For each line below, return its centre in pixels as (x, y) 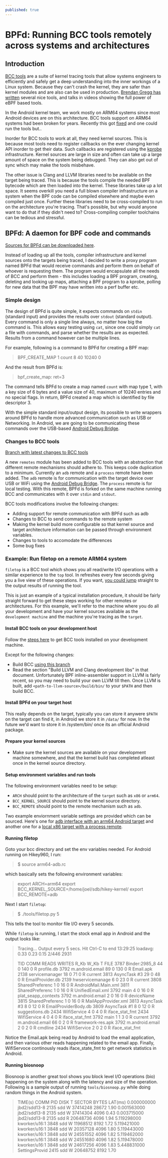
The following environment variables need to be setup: (61, 786)
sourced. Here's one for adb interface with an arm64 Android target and (79, 821)
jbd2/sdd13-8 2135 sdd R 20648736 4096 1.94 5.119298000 (79, 1118)
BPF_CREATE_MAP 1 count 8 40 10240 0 (59, 357)
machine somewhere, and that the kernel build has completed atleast (83, 758)
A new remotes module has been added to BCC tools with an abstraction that (84, 462)
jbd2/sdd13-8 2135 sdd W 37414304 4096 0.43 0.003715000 (80, 1113)
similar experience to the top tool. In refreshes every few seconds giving (80, 575)
